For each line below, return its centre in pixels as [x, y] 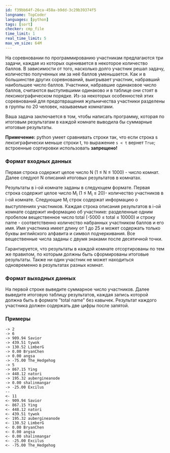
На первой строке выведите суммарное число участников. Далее [77, 289]
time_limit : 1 [20, 34]
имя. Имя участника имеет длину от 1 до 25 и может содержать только [83, 228]
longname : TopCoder [26, 15]
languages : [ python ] [27, 19]
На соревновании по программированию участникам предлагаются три [84, 58]
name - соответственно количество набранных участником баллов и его [84, 222]
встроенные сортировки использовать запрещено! [61, 148]
